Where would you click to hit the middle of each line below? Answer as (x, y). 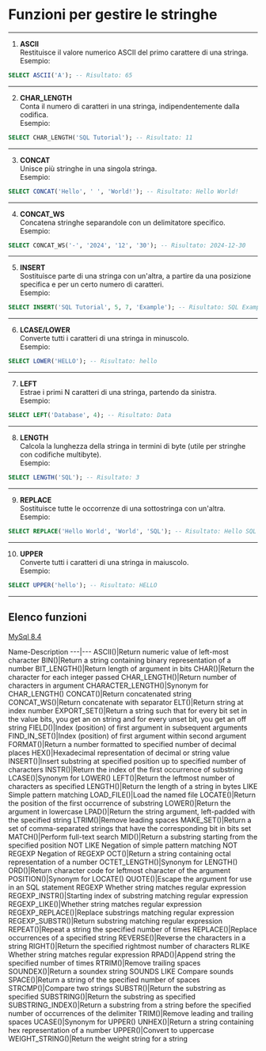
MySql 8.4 (25, 636)
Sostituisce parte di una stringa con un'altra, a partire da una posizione (135, 276)
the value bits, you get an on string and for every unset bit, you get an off (127, 719)
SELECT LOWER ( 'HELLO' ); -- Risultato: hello (83, 362)
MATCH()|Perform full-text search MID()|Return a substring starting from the (133, 837)
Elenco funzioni (47, 618)
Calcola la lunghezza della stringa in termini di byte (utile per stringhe (133, 446)
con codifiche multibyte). (60, 455)
